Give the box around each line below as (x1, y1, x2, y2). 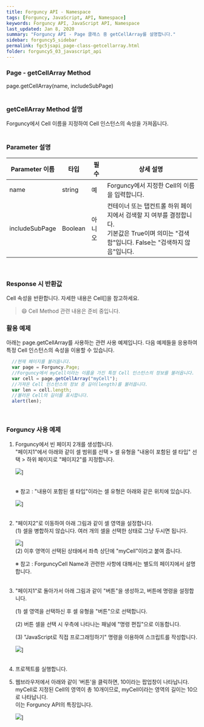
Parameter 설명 (6, 143, 51, 152)
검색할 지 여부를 (125, 211, 168, 219)
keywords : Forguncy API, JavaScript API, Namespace (6, 20, 140, 26)
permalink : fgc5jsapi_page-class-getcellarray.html (6, 43, 140, 49)
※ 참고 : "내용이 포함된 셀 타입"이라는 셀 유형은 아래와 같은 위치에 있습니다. (15, 487, 192, 495)
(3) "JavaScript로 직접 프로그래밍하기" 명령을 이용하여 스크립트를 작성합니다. (15, 633, 197, 641)
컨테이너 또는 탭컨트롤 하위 (107, 202, 180, 210)
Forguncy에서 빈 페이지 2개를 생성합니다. (15, 440, 114, 448)
